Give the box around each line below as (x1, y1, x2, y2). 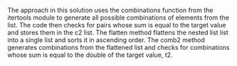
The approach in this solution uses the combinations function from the (7, 6, 214, 14)
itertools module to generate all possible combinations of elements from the (7, 13, 230, 22)
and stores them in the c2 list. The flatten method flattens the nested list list (7, 28, 229, 37)
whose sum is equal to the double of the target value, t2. (7, 51, 173, 59)
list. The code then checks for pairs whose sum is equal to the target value (7, 21, 226, 29)
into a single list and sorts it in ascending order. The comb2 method (7, 36, 205, 44)
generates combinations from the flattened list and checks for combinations (7, 44, 230, 51)
